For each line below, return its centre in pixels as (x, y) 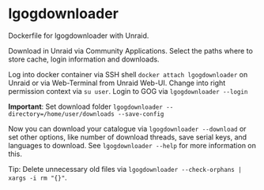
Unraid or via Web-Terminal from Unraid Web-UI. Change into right (117, 83)
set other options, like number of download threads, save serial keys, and (128, 137)
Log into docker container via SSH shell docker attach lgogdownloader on (128, 74)
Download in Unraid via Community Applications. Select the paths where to (130, 50)
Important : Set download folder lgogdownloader (86, 106)
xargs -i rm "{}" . (38, 177)
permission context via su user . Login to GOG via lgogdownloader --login (128, 91)
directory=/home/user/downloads (61, 114)
